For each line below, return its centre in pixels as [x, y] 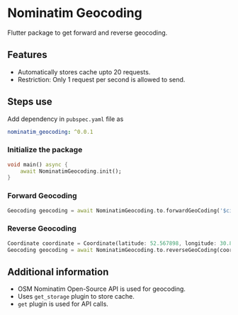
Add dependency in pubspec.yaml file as [66, 119]
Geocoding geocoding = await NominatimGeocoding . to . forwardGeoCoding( [114, 210]
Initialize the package [45, 150]
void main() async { [38, 164]
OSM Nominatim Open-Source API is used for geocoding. [102, 289]
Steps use [30, 102]
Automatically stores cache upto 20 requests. [84, 71]
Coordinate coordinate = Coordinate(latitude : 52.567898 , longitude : [112, 243]
